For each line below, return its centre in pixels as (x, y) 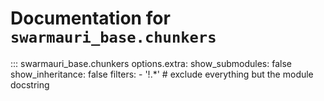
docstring (30, 84)
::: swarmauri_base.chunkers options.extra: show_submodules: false (151, 63)
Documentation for (90, 18)
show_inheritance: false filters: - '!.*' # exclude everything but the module (162, 74)
